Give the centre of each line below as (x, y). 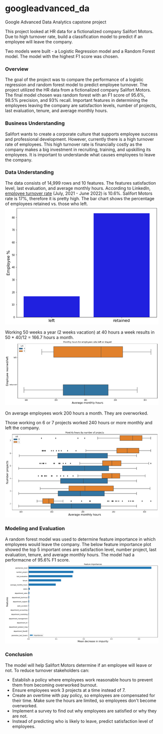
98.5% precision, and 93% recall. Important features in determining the (76, 100)
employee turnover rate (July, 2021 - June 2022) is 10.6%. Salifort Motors (79, 193)
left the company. (23, 428)
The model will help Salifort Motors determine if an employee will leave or (79, 665)
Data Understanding (29, 172)
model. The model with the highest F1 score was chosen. (62, 56)
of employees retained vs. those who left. (47, 204)
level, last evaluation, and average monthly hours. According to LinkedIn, (78, 188)
